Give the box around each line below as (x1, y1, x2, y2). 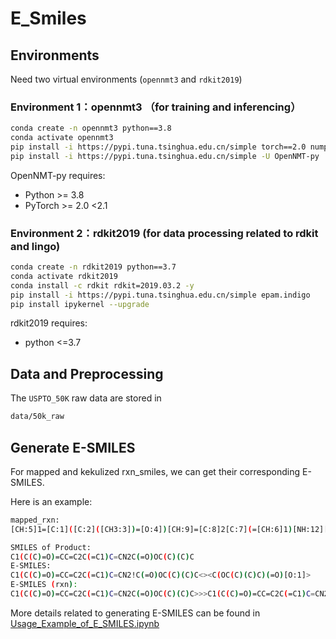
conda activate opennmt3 (10, 133, 114, 143)
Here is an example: (10, 495, 93, 507)
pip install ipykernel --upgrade (10, 299, 150, 309)
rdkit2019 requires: (10, 317, 88, 329)
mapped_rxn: (10, 515, 60, 525)
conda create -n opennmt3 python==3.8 (10, 123, 172, 134)
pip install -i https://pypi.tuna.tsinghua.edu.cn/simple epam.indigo (10, 290, 311, 300)
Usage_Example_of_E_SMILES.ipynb (10, 617, 160, 629)
